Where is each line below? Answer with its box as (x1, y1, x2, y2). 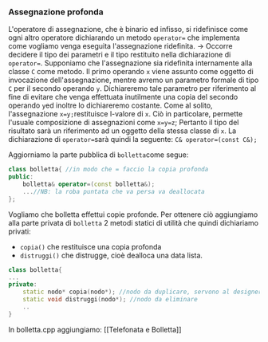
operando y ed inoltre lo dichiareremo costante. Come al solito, (8, 100, 213, 110)
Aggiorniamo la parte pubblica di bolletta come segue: (8, 150, 189, 159)
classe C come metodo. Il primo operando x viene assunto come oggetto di (8, 67, 254, 77)
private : (8, 281, 37, 289)
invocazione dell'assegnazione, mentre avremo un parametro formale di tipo (8, 75, 259, 85)
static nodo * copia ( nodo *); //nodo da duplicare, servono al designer (22, 288, 262, 297)
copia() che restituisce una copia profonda (19, 242, 162, 251)
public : (8, 173, 34, 181)
